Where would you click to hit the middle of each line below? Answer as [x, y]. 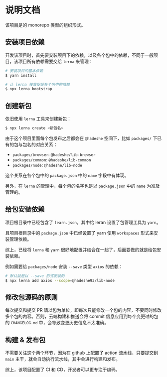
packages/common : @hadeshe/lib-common [52, 159]
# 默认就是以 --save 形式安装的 [35, 276]
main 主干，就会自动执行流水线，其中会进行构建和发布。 [63, 359]
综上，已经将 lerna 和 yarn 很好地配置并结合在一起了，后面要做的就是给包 [81, 250]
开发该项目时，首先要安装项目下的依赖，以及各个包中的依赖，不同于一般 [79, 55]
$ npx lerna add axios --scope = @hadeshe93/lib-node [60, 280]
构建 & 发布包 [25, 340]
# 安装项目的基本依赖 [24, 71]
